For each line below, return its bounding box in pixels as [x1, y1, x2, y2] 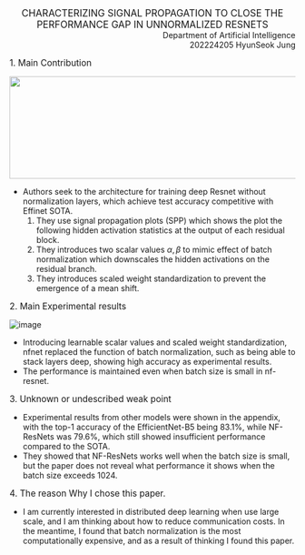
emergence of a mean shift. [35, 283, 140, 293]
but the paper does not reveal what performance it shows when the [22, 460, 275, 470]
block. [35, 235, 60, 245]
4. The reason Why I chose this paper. [9, 488, 166, 499]
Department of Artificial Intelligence [162, 30, 296, 40]
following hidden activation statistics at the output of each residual [35, 225, 286, 236]
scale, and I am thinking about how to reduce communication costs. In [22, 516, 285, 527]
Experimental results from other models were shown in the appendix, [22, 412, 281, 422]
